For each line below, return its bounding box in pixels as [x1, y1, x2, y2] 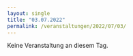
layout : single [7, 10, 50, 17]
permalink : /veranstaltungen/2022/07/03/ [7, 23, 127, 29]
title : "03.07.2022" [7, 16, 66, 23]
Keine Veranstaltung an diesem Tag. [7, 42, 108, 50]
